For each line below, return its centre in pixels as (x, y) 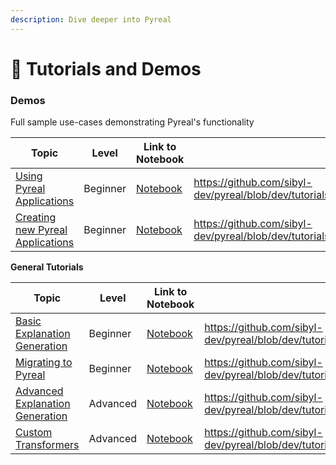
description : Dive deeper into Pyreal (91, 19)
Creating (36, 218)
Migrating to (44, 363)
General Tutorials (47, 267)
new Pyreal (41, 230)
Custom (34, 433)
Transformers (47, 445)
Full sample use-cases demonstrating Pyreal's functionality (132, 122)
